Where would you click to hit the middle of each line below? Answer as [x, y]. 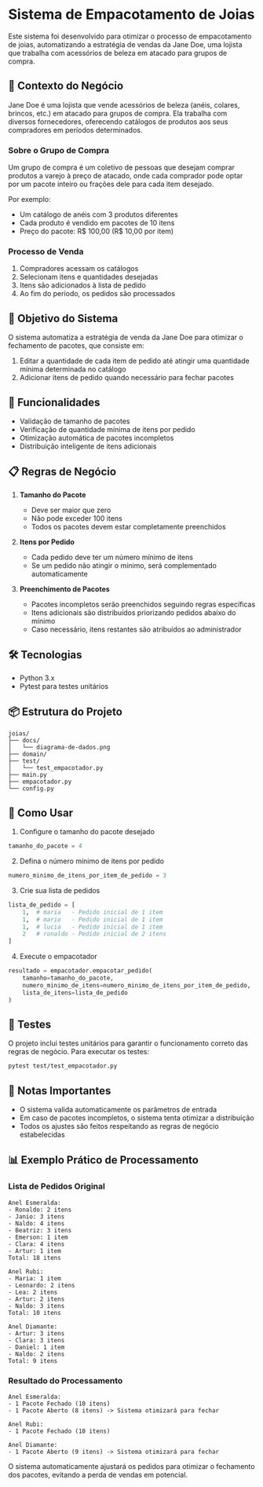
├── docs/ [24, 741]
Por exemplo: [29, 200]
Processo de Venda [46, 251]
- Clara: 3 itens [37, 1340]
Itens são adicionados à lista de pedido [83, 285]
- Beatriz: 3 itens [40, 1230]
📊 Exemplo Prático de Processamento [103, 1160]
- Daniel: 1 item [37, 1347]
